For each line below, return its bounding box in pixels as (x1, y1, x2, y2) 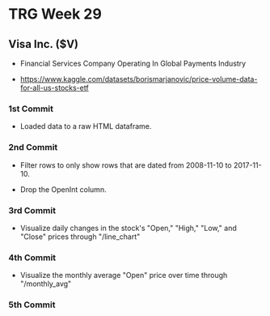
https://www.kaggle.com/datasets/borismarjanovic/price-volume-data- (19, 75, 258, 83)
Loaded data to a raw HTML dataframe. (19, 122, 152, 131)
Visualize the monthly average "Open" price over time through (19, 271, 228, 280)
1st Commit (8, 103, 54, 114)
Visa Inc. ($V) (8, 37, 79, 51)
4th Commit (8, 252, 57, 263)
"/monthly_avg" (19, 279, 72, 288)
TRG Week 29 (8, 5, 103, 23)
